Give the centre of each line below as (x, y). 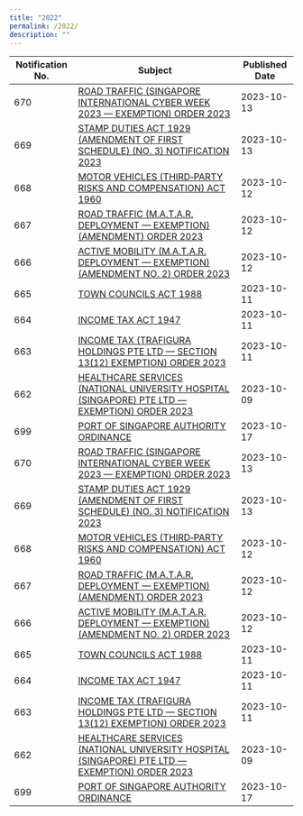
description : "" (40, 34)
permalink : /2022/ (44, 26)
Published (265, 65)
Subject (156, 70)
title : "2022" (36, 18)
